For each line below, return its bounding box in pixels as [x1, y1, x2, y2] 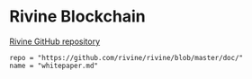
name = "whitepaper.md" [9, 61, 99, 70]
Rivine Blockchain [9, 6, 146, 27]
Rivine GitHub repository [9, 36, 101, 47]
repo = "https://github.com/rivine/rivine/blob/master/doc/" [9, 53, 244, 62]
